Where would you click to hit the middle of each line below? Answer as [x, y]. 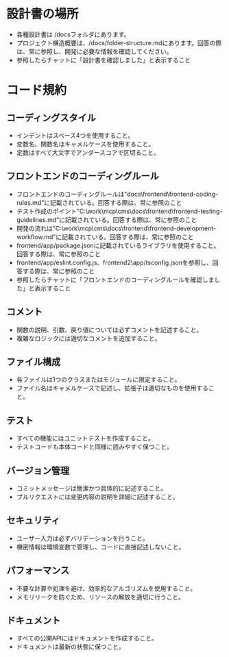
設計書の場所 [43, 14]
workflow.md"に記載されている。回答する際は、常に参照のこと [105, 236]
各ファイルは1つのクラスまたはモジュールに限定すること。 [98, 380]
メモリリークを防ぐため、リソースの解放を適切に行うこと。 [100, 597]
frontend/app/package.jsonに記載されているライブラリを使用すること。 [118, 245]
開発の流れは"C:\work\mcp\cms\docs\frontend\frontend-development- [116, 228]
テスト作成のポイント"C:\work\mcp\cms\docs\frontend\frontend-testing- [119, 211]
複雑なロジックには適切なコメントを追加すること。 [88, 338]
